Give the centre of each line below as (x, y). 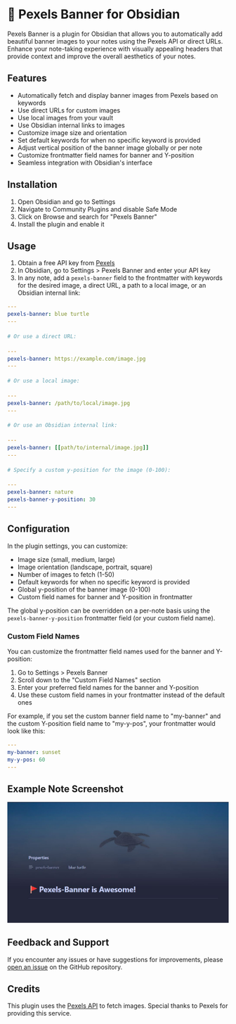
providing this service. (39, 1013)
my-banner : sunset (34, 752)
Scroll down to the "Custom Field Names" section (89, 680)
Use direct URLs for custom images (69, 110)
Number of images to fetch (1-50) (66, 574)
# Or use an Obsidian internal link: (63, 425)
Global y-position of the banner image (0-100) (84, 589)
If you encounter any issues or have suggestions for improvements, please (115, 959)
